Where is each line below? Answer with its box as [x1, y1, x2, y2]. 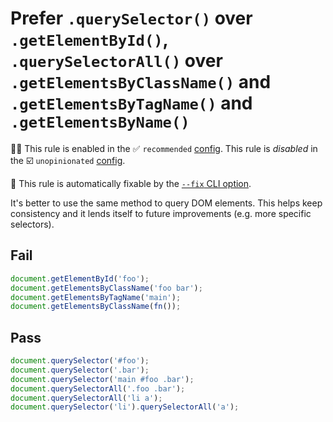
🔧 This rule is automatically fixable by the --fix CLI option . [10, 177, 252, 189]
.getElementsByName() [10, 113, 190, 132]
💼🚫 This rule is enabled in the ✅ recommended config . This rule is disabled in [10, 142, 318, 154]
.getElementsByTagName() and [10, 92, 253, 115]
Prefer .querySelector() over [10, 7, 253, 30]
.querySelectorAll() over [10, 50, 223, 72]
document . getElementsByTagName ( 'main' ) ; [10, 292, 182, 302]
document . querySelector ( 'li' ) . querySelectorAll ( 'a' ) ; [10, 402, 240, 412]
